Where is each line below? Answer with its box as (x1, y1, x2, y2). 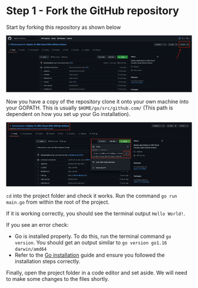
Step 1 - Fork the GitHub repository (6, 4, 180, 18)
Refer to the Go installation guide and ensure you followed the (14, 251, 165, 259)
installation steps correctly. (14, 258, 81, 265)
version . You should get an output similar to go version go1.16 (14, 239, 167, 246)
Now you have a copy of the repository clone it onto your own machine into (6, 98, 189, 105)
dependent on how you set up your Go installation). (6, 111, 131, 118)
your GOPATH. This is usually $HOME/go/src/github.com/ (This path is (6, 104, 173, 111)
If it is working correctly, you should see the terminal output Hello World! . (6, 210, 186, 217)
